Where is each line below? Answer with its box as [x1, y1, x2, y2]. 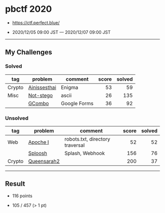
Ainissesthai [28, 84, 56, 91]
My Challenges [5, 48, 53, 57]
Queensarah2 [28, 157, 60, 164]
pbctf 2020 [5, 3, 52, 15]
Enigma [60, 84, 79, 91]
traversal [64, 142, 85, 149]
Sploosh [28, 150, 48, 156]
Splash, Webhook [64, 150, 105, 156]
